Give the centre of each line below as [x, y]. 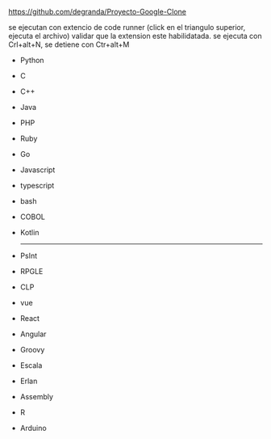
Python [32, 60]
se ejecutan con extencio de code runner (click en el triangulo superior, [127, 27]
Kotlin [29, 232]
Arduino [33, 428]
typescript [37, 186]
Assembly [37, 397]
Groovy [32, 350]
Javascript [38, 170]
